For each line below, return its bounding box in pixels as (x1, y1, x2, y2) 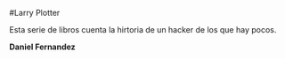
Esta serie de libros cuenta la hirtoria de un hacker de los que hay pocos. (9, 25, 277, 34)
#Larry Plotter (9, 8, 61, 18)
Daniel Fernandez (9, 41, 76, 52)
